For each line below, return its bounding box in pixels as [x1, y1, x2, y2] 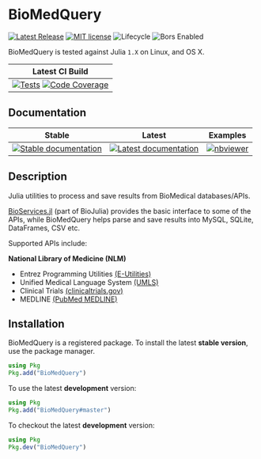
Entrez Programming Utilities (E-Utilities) [19, 269, 152, 279]
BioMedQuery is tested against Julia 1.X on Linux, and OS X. [8, 47, 205, 56]
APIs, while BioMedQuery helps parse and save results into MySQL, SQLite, [8, 214, 255, 224]
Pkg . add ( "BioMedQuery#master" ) [8, 406, 112, 414]
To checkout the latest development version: [8, 420, 156, 430]
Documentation [8, 106, 87, 119]
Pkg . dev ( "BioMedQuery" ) [8, 443, 87, 451]
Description [8, 170, 67, 184]
